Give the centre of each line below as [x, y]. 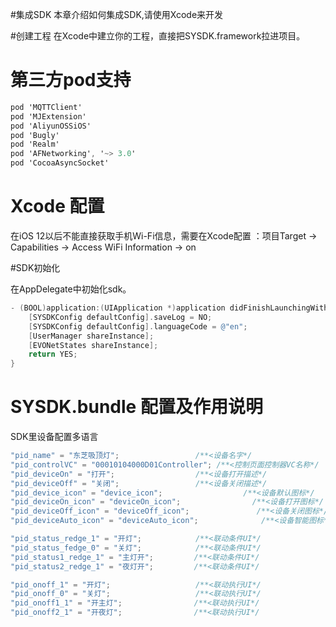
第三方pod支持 [71, 80]
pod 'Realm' [35, 144]
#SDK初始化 [35, 267]
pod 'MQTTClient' [46, 107]
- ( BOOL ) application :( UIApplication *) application [118, 308]
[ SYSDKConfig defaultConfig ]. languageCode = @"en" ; [138, 326]
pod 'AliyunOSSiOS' [51, 126]
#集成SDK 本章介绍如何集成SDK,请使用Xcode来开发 [117, 14]
